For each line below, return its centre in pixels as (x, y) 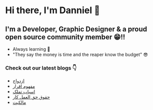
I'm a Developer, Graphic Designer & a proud (76, 29)
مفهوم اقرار (24, 86)
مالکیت (19, 102)
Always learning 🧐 (31, 49)
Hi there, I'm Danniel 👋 (53, 10)
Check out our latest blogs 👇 (41, 68)
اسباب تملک (24, 92)
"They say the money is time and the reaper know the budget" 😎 (80, 54)
